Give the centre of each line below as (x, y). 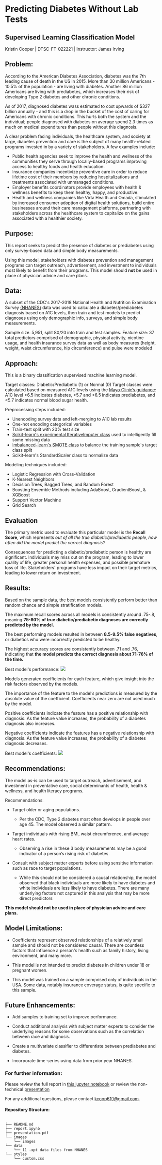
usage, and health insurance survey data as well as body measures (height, (81, 343)
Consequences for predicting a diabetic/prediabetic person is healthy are (78, 552)
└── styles (16, 1154)
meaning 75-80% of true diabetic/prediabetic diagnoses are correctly (77, 619)
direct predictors (36, 898)
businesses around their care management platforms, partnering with (81, 208)
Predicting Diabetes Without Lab (72, 9)
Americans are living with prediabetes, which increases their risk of (72, 92)
